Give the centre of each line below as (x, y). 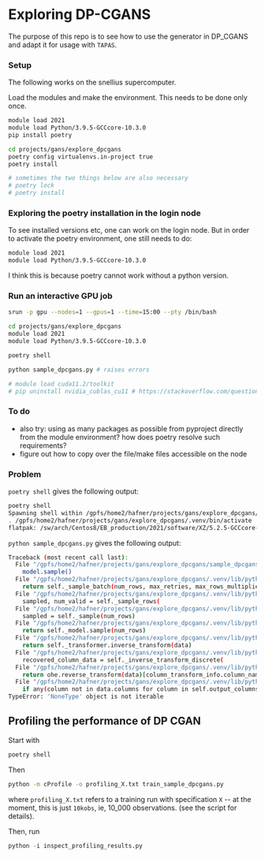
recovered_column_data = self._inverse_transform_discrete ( (123, 660)
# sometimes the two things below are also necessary (99, 178)
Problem (25, 474)
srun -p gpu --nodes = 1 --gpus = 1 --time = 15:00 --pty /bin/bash (112, 312)
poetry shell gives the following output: (74, 491)
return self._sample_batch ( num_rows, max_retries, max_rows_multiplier (142, 587)
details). (21, 816)
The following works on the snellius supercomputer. (92, 82)
